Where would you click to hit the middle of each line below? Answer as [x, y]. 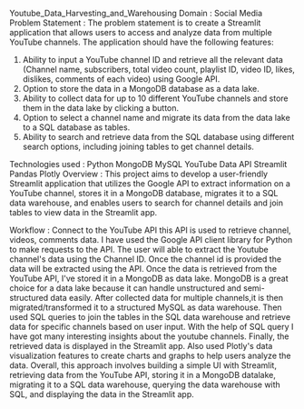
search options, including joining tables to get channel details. [138, 146]
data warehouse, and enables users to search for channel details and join [147, 203]
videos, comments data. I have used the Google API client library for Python [151, 239]
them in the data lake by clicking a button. [101, 108]
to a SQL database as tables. [76, 127]
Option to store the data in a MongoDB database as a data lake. [141, 89]
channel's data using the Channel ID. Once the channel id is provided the [146, 259]
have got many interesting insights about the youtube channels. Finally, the [149, 336]
